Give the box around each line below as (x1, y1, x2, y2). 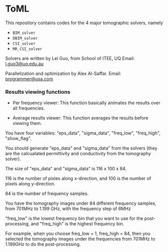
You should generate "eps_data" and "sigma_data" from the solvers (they (5, 145, 157, 151)
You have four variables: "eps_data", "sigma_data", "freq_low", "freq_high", (5, 130, 160, 136)
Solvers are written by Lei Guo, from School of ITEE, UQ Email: (5, 55, 135, 61)
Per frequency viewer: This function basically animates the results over (12, 100, 160, 106)
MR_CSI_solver (12, 46, 42, 51)
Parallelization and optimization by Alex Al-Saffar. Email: (5, 70, 122, 76)
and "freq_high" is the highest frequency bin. (31, 221, 125, 227)
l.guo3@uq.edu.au (5, 60, 44, 67)
